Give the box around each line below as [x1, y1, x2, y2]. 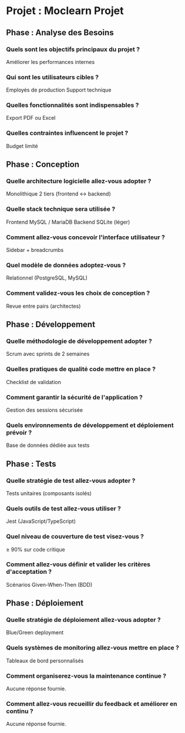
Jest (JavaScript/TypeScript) [6, 518, 76, 525]
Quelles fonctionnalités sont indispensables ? [6, 101, 139, 109]
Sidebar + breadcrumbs [6, 247, 64, 254]
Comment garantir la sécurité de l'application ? [6, 393, 143, 401]
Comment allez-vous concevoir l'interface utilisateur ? [6, 233, 166, 241]
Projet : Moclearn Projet [6, 4, 124, 18]
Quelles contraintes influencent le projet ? [6, 129, 129, 137]
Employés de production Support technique [6, 86, 112, 93]
